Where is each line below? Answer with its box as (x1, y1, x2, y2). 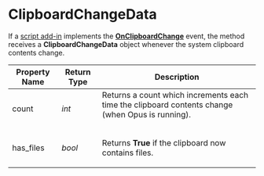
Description (154, 71, 200, 82)
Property (16, 66, 50, 77)
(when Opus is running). (101, 109, 191, 120)
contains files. (101, 147, 154, 158)
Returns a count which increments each (101, 89, 249, 100)
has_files (12, 142, 45, 153)
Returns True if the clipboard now (101, 137, 226, 148)
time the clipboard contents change (101, 99, 233, 110)
